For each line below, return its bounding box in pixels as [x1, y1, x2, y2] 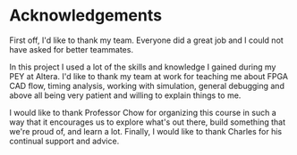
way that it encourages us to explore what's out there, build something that [9, 117, 286, 127]
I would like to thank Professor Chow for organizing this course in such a [9, 107, 277, 118]
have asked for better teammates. [9, 44, 134, 54]
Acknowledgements [9, 5, 163, 26]
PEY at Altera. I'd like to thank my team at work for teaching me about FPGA [9, 70, 289, 81]
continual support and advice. [9, 135, 120, 146]
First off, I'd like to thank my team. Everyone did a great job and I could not [9, 35, 284, 45]
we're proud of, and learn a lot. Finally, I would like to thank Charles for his [9, 126, 283, 136]
